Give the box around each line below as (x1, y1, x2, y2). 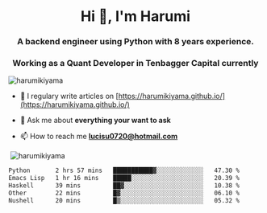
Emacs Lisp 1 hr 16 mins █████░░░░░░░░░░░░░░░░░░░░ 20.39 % (8, 174, 240, 182)
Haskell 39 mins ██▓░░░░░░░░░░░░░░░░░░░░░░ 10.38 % (8, 181, 240, 190)
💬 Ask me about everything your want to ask (19, 116, 171, 125)
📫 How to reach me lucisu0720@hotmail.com (19, 132, 178, 141)
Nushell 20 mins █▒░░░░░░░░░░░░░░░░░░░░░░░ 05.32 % (8, 196, 240, 204)
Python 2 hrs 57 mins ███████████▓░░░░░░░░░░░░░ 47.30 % (8, 166, 240, 175)
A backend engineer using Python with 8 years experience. (17, 36, 254, 47)
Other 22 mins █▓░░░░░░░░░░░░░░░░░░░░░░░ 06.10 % (8, 189, 240, 197)
